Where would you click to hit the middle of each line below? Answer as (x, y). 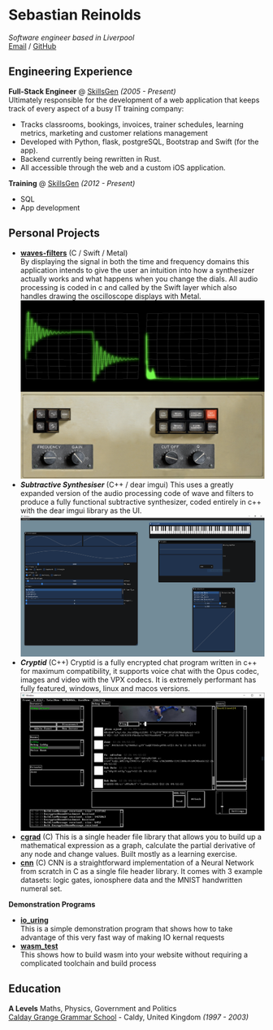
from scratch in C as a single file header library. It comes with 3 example (141, 871)
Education (35, 989)
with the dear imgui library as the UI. (81, 511)
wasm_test (39, 946)
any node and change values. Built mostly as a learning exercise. (129, 854)
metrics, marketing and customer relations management (114, 133)
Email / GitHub (32, 46)
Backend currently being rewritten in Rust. (91, 159)
